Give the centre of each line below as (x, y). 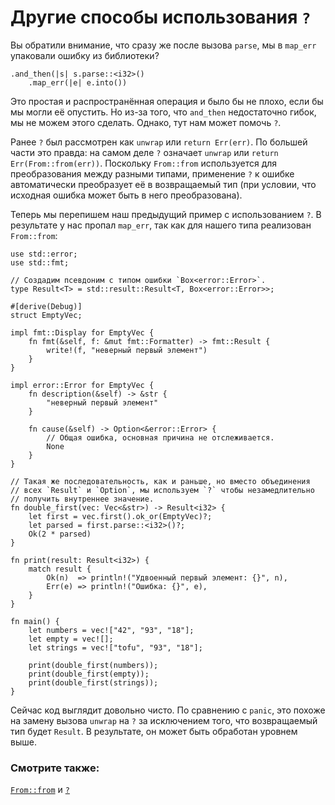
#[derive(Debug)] (46, 306)
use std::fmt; (40, 262)
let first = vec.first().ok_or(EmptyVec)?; (120, 516)
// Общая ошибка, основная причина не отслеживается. (160, 437)
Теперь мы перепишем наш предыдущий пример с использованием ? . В (166, 214)
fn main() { (35, 621)
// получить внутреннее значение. (82, 499)
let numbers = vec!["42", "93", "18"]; (111, 630)
